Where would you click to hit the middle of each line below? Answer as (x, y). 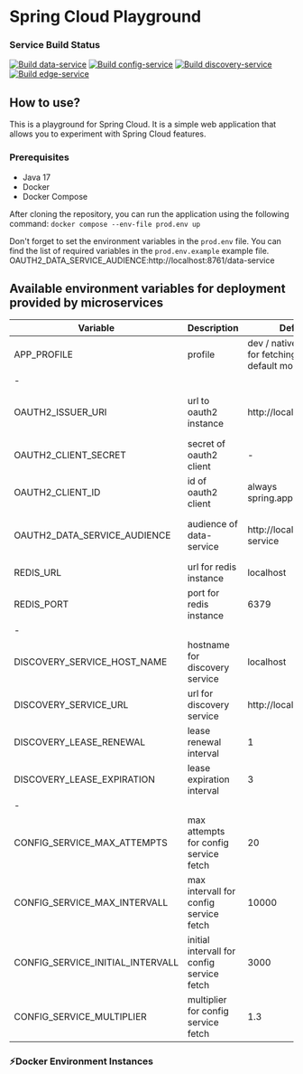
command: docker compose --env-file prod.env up (105, 223)
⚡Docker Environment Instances (82, 1061)
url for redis (212, 567)
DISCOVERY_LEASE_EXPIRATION (85, 779)
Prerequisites (39, 157)
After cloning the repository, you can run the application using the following (149, 213)
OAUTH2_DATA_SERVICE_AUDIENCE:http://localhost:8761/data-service (142, 260)
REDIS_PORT (41, 605)
